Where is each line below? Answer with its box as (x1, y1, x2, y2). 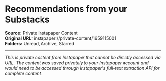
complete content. (5, 70, 42, 76)
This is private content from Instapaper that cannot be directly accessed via (5, 54, 161, 60)
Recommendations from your (5, 3, 127, 15)
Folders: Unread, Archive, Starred (5, 40, 74, 46)
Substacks (5, 14, 50, 25)
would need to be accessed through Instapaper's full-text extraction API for (5, 65, 160, 71)
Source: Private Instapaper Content (5, 30, 78, 36)
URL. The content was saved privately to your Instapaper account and (5, 60, 149, 66)
